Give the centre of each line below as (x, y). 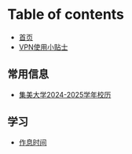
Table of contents (66, 15)
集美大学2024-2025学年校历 (65, 94)
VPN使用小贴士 (43, 47)
